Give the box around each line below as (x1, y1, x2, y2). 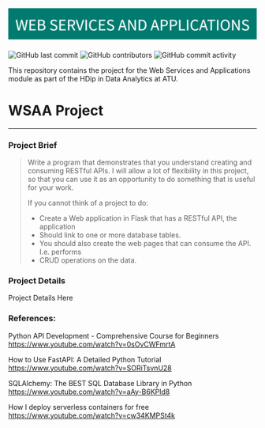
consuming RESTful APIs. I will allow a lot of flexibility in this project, (27, 166, 249, 176)
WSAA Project (8, 102, 104, 119)
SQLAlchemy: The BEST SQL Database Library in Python (8, 378, 192, 388)
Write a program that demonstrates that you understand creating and (27, 157, 252, 167)
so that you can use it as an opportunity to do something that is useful (27, 175, 256, 184)
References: (8, 313, 57, 324)
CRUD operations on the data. (39, 256, 137, 265)
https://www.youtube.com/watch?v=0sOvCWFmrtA (8, 339, 176, 349)
